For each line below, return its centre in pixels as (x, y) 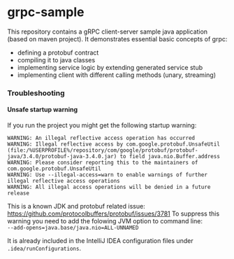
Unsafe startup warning (43, 110)
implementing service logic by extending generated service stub (110, 67)
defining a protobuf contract (58, 52)
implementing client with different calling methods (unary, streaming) (117, 75)
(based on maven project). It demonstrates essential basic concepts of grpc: (117, 38)
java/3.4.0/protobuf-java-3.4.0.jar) (62, 157)
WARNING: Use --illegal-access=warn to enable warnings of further (108, 175)
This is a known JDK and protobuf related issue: (76, 206)
